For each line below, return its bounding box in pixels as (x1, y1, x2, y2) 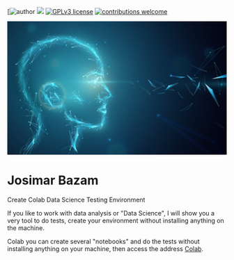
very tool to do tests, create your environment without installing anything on (7, 216, 224, 225)
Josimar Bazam (7, 172, 99, 188)
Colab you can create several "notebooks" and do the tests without (7, 237, 200, 246)
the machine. (7, 224, 45, 232)
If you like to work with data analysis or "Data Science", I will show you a (7, 209, 214, 218)
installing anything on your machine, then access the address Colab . (7, 245, 204, 253)
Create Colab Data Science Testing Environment (7, 195, 146, 204)
